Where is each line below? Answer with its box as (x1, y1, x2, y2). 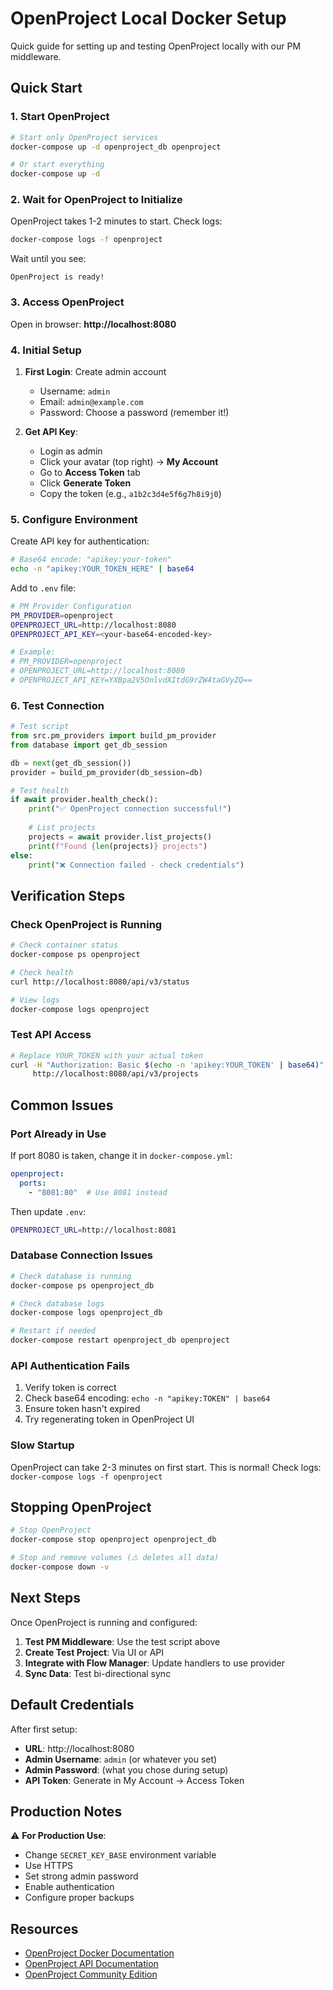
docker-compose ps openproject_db (10, 1280, 155, 1291)
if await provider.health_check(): (10, 795, 159, 805)
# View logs (10, 995, 60, 1005)
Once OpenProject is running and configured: (10, 1616, 198, 1628)
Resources (10, 1920, 79, 1937)
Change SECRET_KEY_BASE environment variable (24, 1849, 217, 1861)
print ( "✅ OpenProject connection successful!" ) (28, 804, 232, 814)
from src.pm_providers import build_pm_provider (10, 731, 217, 741)
